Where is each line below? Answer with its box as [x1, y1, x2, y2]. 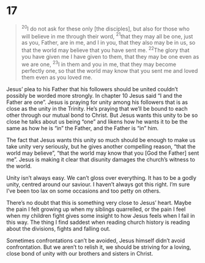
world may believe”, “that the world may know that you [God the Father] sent [6, 149, 199, 157]
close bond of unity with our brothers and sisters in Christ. [6, 250, 154, 257]
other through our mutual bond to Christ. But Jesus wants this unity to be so [6, 111, 198, 119]
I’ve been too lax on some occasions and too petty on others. [6, 187, 161, 194]
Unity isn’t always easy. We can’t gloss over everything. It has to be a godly [6, 174, 197, 181]
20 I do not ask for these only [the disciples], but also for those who [21, 24, 190, 32]
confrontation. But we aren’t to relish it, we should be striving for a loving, [6, 243, 192, 251]
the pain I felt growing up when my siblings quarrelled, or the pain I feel [6, 206, 186, 213]
